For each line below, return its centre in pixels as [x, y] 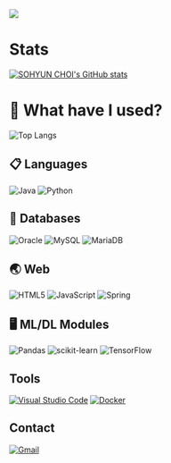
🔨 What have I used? [86, 110]
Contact [32, 428]
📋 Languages [49, 164]
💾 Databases [45, 219]
